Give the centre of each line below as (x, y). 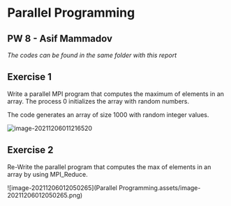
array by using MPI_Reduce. (48, 174)
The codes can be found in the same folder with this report (92, 55)
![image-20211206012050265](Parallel (62, 188)
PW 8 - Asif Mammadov (60, 39)
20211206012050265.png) (45, 195)
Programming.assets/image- (159, 188)
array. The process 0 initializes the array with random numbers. (98, 101)
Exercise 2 (30, 150)
